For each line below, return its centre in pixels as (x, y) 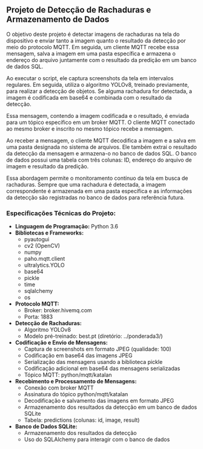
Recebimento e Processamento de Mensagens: (76, 382)
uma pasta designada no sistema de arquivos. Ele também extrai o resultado (101, 147)
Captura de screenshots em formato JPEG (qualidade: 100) (98, 349)
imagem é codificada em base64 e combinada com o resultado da (89, 97)
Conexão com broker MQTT (59, 388)
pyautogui (37, 239)
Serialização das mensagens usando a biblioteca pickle (93, 362)
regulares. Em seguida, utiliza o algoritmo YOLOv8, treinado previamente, (98, 84)
